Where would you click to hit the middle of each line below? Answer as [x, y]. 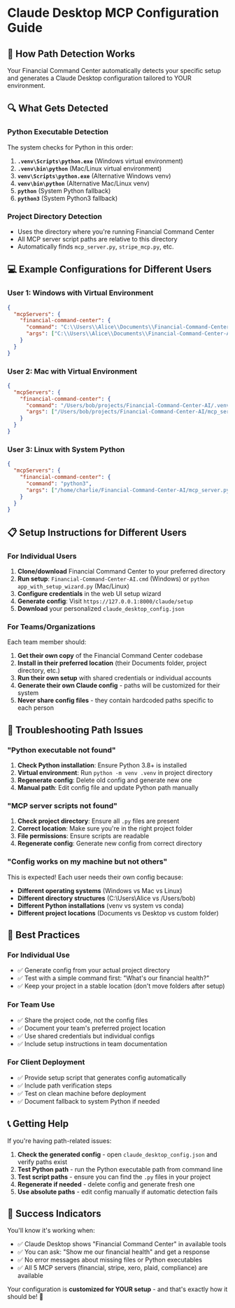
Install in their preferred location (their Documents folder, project [112, 663]
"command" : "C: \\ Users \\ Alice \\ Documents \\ [90, 327]
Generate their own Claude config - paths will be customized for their [119, 685]
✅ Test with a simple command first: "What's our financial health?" [113, 978]
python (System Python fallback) [64, 190]
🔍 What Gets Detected [58, 108]
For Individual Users [42, 556]
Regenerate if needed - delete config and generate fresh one [106, 1184]
